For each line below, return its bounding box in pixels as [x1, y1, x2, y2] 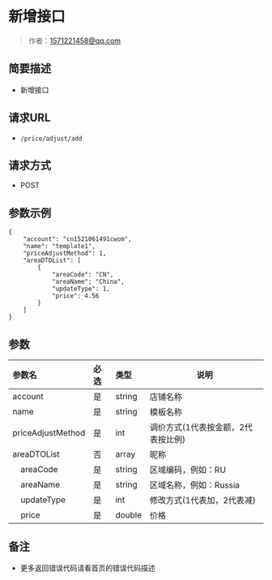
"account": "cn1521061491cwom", [23, 235, 132, 243]
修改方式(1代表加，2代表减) [149, 495, 257, 505]
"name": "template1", [23, 243, 96, 251]
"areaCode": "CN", [51, 271, 114, 279]
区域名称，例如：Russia [149, 479, 240, 491]
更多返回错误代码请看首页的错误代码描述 [19, 563, 155, 573]
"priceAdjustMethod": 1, [23, 249, 107, 258]
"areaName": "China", [51, 277, 125, 286]
